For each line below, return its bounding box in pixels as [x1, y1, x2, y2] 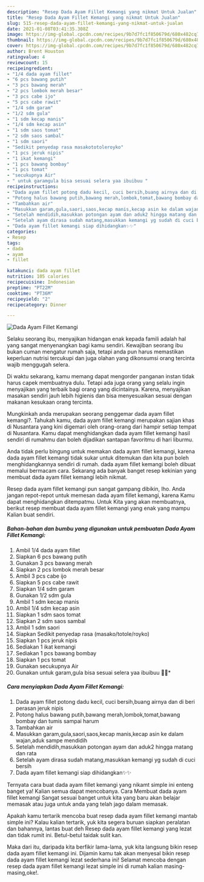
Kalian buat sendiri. [7, 511, 55, 518]
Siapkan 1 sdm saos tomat [15, 611, 81, 618]
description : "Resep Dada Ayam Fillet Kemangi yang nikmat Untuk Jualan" [7, 8, 197, 15]
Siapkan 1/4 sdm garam [15, 586, 75, 593]
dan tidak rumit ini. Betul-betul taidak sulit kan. [7, 832, 123, 839]
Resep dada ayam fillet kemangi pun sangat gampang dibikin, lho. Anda [7, 486, 185, 493]
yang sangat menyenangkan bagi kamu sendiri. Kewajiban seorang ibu [7, 342, 183, 349]
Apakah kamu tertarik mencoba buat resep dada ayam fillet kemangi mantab [7, 812, 197, 820]
